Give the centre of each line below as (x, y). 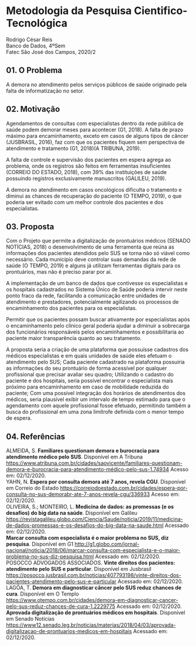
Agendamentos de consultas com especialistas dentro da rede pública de (95, 123)
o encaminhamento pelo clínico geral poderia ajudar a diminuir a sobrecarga (98, 326)
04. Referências (36, 436)
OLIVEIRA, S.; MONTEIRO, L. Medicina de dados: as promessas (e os (90, 507)
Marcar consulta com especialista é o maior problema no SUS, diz (87, 538)
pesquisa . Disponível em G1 (40, 544)
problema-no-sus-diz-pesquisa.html (50, 557)
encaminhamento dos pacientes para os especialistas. (72, 308)
